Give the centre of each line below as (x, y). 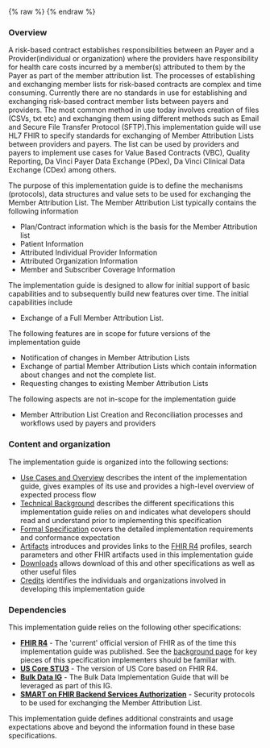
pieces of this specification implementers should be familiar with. (128, 659)
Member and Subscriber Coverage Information (98, 270)
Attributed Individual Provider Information (89, 252)
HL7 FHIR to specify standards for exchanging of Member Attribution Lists (131, 135)
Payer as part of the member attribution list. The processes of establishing (132, 76)
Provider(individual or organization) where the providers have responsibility (133, 59)
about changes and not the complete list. (88, 375)
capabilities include (40, 302)
